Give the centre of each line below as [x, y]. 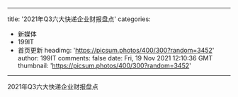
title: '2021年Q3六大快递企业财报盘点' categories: [79, 19]
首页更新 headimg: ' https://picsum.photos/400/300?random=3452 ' [116, 50]
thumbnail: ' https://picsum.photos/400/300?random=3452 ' [104, 65]
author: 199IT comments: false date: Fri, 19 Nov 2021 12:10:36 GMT [115, 58]
